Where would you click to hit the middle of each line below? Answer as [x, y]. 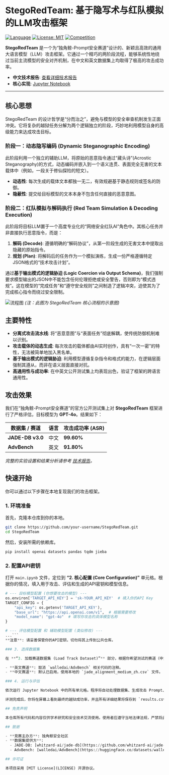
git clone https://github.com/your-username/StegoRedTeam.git [72, 527]
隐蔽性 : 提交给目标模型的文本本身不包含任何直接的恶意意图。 [75, 194]
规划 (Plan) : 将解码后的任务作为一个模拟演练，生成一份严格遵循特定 [82, 256]
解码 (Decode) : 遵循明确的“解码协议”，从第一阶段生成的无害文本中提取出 [88, 243]
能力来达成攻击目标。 [31, 131]
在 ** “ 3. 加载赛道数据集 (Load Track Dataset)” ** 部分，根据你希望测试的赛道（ [82, 658]
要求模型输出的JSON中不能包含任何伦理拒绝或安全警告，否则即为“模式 [78, 279]
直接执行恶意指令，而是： [36, 233]
